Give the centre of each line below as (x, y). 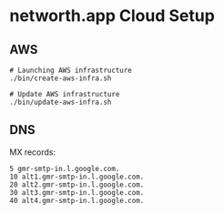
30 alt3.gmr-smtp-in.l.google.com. (77, 192)
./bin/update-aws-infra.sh (61, 102)
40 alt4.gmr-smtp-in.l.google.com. (77, 200)
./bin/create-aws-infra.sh (61, 78)
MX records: (33, 152)
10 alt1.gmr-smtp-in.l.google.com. (77, 177)
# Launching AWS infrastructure (71, 70)
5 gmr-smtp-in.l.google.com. (65, 168)
